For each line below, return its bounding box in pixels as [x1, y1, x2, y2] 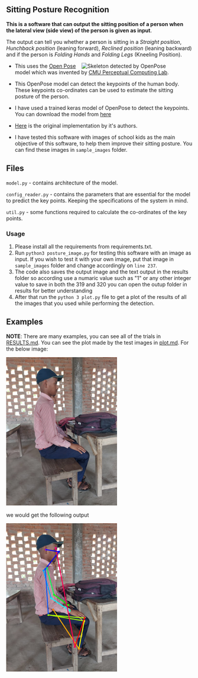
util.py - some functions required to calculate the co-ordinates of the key [6, 208, 187, 215]
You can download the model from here [14, 110, 111, 117]
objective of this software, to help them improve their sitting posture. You [14, 139, 193, 147]
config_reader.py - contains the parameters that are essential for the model [6, 190, 191, 198]
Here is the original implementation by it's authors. [14, 122, 138, 129]
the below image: [6, 345, 48, 352]
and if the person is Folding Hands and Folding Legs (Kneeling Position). [6, 50, 182, 58]
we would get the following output [6, 511, 89, 518]
